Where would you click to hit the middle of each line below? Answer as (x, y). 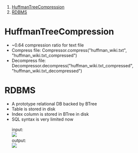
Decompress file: (29, 61)
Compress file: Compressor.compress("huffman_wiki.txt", (69, 50)
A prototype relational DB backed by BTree (54, 104)
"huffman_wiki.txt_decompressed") (47, 71)
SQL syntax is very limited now (43, 119)
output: (19, 140)
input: (17, 129)
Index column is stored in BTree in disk (50, 114)
